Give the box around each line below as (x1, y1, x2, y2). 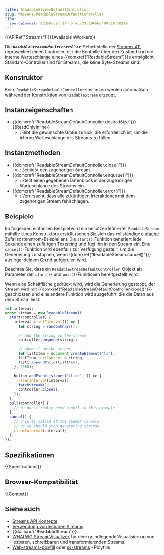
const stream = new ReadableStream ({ (5, 311, 82, 315)
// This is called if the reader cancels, (14, 419, 102, 424)
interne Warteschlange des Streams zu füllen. (19, 134, 112, 140)
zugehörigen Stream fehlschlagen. (19, 198, 90, 204)
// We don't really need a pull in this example (14, 405, 115, 410)
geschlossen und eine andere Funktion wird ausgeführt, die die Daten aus (5, 291, 154, 297)
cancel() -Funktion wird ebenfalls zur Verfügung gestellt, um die (5, 246, 134, 252)
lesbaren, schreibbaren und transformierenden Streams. (12, 539, 126, 545)
